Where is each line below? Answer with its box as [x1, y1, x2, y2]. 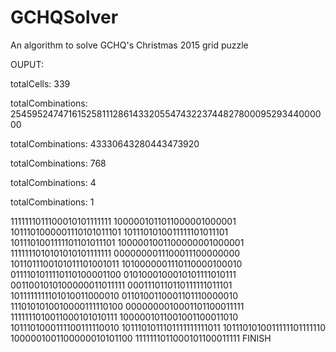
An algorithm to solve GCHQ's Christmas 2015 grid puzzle [10, 39, 249, 51]
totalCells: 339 [10, 77, 71, 90]
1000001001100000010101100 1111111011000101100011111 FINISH [10, 332, 272, 344]
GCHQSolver [10, 6, 119, 29]
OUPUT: [10, 58, 44, 70]
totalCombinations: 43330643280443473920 [10, 137, 200, 150]
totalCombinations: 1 [10, 196, 95, 208]
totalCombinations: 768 [10, 157, 107, 169]
